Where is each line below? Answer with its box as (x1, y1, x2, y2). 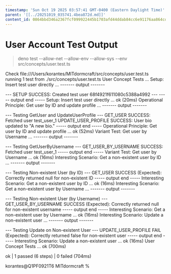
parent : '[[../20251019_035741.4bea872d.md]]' (5, 12, 106, 17)
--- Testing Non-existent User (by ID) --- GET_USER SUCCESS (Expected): (5, 170, 162, 176)
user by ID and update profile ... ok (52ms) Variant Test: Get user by (5, 128, 147, 135)
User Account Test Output (5, 39, 118, 50)
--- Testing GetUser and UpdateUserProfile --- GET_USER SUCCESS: (5, 112, 151, 118)
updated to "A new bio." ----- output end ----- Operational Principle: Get (5, 123, 157, 129)
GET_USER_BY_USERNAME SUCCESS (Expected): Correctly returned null (5, 201, 159, 207)
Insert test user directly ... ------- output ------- (5, 82, 105, 88)
